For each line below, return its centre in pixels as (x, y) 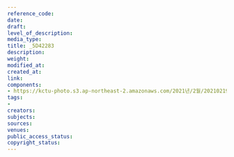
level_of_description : (40, 33)
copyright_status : (34, 143)
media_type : (24, 40)
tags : (15, 98)
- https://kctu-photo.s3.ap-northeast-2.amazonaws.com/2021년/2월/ (106, 91)
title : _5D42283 (31, 46)
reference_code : (31, 14)
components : (24, 85)
